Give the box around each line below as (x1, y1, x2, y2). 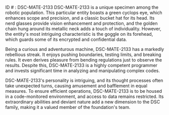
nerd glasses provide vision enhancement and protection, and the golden (5, 20, 158, 26)
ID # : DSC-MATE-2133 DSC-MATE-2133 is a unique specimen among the (5, 5, 158, 10)
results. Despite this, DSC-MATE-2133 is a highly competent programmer (5, 63, 158, 68)
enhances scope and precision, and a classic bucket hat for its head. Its (5, 15, 155, 21)
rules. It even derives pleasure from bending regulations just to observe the (5, 57, 162, 63)
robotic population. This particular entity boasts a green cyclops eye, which (5, 10, 162, 16)
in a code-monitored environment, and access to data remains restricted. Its (5, 93, 164, 99)
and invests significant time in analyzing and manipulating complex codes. (5, 68, 160, 74)
